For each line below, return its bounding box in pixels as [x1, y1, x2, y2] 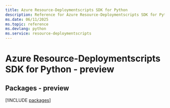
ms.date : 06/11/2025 [5, 17, 49, 22]
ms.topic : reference [5, 21, 49, 27]
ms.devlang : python [5, 26, 47, 31]
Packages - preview [5, 84, 69, 92]
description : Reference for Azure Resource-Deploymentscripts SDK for [5, 12, 157, 17]
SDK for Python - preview [5, 64, 115, 75]
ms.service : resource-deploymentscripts [5, 31, 92, 36]
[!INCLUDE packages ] [5, 97, 51, 103]
